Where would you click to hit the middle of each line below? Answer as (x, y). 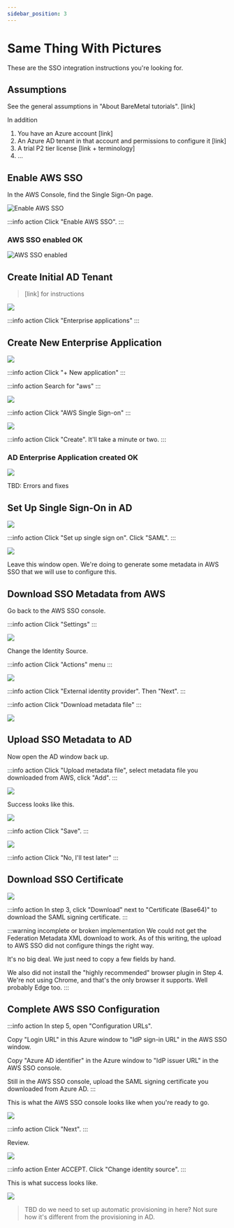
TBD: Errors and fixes (38, 486)
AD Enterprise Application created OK (73, 457)
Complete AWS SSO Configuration (84, 1009)
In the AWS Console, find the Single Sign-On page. (80, 195)
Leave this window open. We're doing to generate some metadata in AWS (113, 564)
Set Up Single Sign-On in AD (70, 508)
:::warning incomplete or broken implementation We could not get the (107, 930)
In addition (23, 120)
